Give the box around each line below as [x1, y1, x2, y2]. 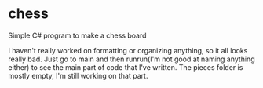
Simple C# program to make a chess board [8, 31, 147, 40]
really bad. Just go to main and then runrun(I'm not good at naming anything [8, 54, 255, 64]
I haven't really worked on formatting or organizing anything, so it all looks [8, 46, 248, 55]
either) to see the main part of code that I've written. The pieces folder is [8, 62, 243, 71]
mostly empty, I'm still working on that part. [8, 71, 148, 80]
